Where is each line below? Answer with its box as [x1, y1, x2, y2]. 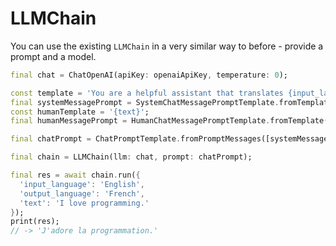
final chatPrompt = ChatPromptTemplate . [10, 134, 182, 144]
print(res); [10, 217, 60, 227]
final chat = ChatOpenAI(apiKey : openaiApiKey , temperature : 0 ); [10, 70, 288, 80]
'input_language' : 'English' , [19, 179, 145, 189]
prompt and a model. [10, 50, 97, 62]
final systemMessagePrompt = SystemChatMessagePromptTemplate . [10, 97, 280, 107]
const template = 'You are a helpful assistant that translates [10, 88, 284, 98]
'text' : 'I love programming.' [19, 198, 150, 208]
